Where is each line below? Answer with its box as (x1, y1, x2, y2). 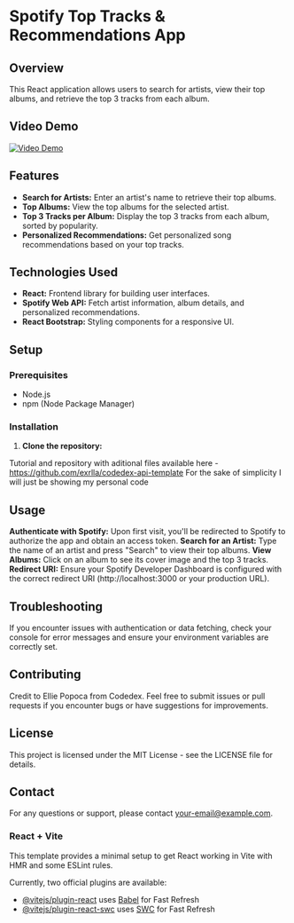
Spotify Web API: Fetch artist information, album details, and (21, 297, 245, 308)
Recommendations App (9, 25, 186, 45)
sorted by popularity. (21, 220, 99, 231)
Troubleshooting (9, 599, 104, 614)
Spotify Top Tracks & (9, 6, 166, 27)
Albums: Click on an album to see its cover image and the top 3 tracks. (9, 555, 268, 565)
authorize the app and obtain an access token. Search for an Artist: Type (9, 535, 277, 547)
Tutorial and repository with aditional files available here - (9, 458, 219, 469)
